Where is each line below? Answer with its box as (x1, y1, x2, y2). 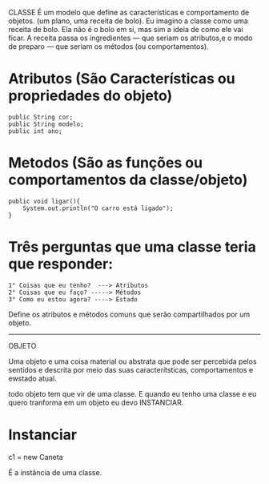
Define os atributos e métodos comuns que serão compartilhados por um (8, 309, 251, 319)
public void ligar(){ (8, 197, 81, 205)
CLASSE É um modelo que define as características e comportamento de (8, 8, 250, 17)
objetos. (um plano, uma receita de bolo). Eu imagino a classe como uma (8, 16, 248, 26)
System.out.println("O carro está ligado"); (22, 204, 174, 212)
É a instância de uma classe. (8, 467, 102, 477)
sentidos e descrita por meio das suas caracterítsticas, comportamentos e (8, 365, 254, 374)
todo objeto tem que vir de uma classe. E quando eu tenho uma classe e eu (8, 389, 257, 398)
